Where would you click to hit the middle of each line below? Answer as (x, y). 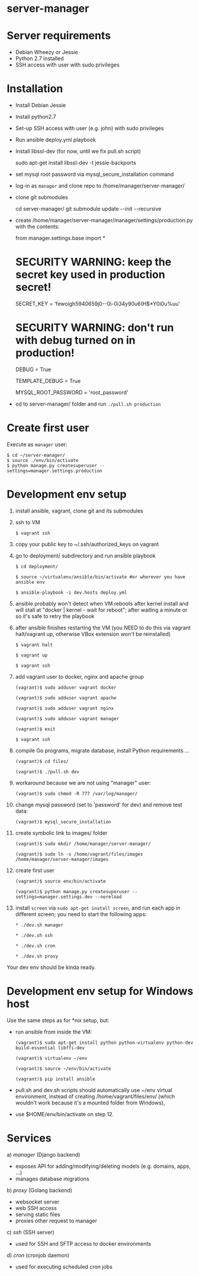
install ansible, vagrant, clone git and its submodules (79, 511)
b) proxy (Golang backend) (40, 1190)
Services (29, 1138)
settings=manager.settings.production (54, 471)
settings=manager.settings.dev (54, 897)
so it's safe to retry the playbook (55, 616)
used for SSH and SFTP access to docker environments (83, 1243)
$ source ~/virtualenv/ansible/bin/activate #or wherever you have (100, 577)
